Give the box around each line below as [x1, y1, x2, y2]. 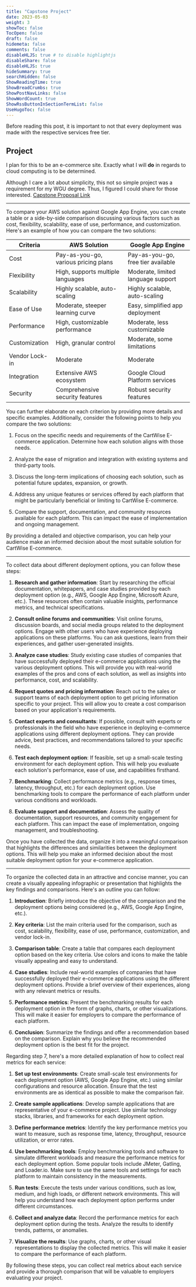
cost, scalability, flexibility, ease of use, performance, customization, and [14, 927, 190, 935]
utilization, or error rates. [14, 1136, 75, 1143]
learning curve [55, 309, 96, 317]
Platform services [127, 376, 176, 384]
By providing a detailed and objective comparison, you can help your [6, 532, 171, 539]
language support [127, 275, 177, 283]
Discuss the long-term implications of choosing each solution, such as [14, 473, 184, 481]
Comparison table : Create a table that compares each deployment [14, 945, 175, 952]
